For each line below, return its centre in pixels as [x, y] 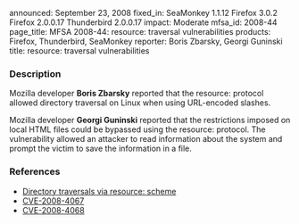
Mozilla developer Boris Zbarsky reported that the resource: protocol [137, 94]
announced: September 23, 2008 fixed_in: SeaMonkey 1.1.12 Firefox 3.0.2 [144, 13]
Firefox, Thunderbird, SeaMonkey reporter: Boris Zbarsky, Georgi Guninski [146, 41]
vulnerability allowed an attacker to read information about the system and [146, 139]
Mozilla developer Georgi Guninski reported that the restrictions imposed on [150, 120]
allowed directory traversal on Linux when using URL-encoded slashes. [140, 103]
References [35, 171]
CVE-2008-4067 [53, 201]
